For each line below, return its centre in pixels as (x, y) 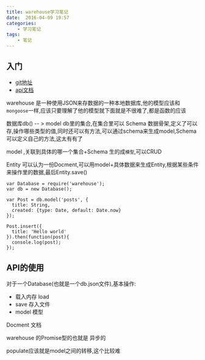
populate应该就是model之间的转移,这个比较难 (63, 350)
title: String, (31, 205)
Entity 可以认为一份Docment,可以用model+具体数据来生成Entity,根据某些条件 (103, 164)
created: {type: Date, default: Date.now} (67, 210)
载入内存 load (32, 297)
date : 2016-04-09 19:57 (38, 18)
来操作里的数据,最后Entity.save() (47, 172)
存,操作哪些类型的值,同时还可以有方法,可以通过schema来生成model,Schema (102, 131)
